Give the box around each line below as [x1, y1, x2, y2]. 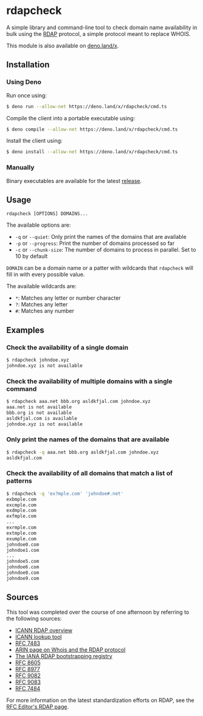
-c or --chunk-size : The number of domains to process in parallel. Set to [15, 246, 196, 253]
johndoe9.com [6, 575, 40, 581]
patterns [6, 477, 32, 485]
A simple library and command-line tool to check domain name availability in [6, 24, 198, 31]
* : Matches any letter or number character [15, 294, 121, 301]
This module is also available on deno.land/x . [6, 42, 119, 49]
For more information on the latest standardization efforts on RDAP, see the [6, 697, 194, 704]
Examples [6, 325, 44, 335]
